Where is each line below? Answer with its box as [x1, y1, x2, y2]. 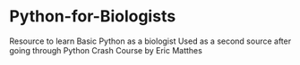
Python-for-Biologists [9, 6, 176, 27]
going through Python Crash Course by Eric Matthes [9, 45, 203, 55]
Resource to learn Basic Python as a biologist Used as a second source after [9, 36, 292, 46]
